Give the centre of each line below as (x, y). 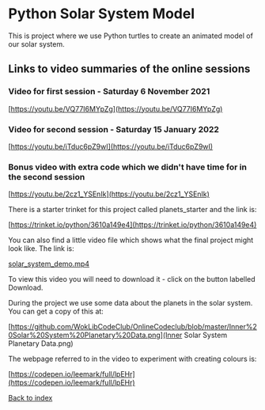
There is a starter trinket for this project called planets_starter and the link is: (132, 210)
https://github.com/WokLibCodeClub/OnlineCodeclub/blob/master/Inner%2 (134, 327)
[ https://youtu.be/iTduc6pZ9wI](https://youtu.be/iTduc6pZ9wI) (111, 146)
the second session (47, 177)
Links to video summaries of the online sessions (129, 69)
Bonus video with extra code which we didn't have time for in (128, 167)
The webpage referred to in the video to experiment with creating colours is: (132, 359)
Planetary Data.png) (41, 344)
